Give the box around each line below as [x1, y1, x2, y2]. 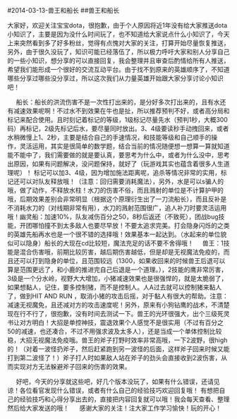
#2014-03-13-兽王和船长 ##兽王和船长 [7, 6, 120, 14]
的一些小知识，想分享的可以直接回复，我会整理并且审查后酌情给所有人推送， [7, 56, 230, 65]
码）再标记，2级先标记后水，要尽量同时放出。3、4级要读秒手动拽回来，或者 [7, 124, 229, 133]
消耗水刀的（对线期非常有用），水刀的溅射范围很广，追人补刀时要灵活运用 [13, 204, 227, 212]
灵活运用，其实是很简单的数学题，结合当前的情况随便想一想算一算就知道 [19, 142, 230, 150]
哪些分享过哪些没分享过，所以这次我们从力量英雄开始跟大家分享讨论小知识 [7, 74, 224, 83]
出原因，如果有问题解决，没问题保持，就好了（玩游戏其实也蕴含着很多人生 [7, 159, 224, 168]
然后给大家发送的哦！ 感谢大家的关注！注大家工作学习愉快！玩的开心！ [7, 404, 222, 412]
